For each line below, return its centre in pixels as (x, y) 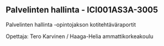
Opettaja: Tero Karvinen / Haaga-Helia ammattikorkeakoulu (80, 36)
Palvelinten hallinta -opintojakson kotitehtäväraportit (71, 24)
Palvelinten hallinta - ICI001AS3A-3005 (82, 10)
